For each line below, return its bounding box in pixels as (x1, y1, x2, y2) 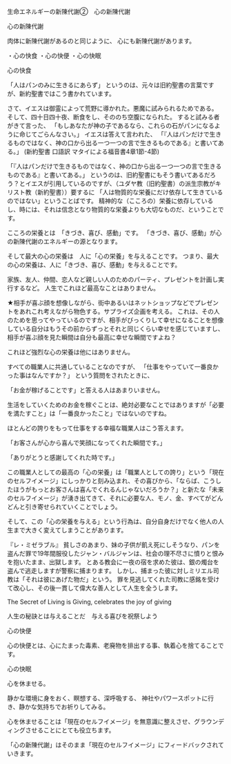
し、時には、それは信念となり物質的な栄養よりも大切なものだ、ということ (7, 205, 219, 214)
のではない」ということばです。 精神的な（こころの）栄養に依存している (7, 197, 214, 205)
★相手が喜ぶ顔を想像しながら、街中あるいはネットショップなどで (7, 299, 195, 307)
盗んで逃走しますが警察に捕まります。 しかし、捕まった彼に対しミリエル (7, 567, 214, 575)
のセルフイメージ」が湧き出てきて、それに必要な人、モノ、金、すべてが (7, 494, 212, 502)
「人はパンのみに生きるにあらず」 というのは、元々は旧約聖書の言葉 (7, 81, 203, 89)
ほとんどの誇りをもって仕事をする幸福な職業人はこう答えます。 (7, 424, 188, 432)
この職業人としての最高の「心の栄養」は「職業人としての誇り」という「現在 (7, 468, 225, 476)
